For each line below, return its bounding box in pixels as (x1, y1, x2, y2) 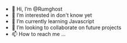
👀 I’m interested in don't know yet (11, 12, 92, 19)
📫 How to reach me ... (11, 31, 66, 37)
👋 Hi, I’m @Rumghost (11, 6, 63, 12)
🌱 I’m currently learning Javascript (11, 18, 94, 24)
